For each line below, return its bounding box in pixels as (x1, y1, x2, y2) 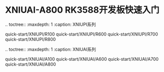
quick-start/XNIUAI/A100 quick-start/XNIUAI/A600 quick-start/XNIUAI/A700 (5, 56, 159, 62)
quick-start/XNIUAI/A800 (5, 61, 56, 67)
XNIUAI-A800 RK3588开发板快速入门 (5, 4, 160, 16)
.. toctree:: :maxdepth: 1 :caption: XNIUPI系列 (5, 21, 96, 27)
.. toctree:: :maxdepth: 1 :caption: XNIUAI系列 (5, 46, 96, 52)
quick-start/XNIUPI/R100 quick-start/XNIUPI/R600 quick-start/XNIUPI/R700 (5, 31, 159, 37)
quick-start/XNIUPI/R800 (5, 36, 56, 42)
